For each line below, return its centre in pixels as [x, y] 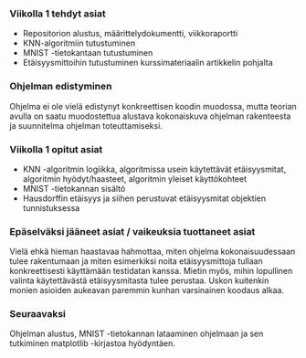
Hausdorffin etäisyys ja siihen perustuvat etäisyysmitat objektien [144, 198]
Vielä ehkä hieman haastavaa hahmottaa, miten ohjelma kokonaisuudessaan [153, 252]
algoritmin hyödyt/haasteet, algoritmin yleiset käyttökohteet [135, 179]
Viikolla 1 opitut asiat [56, 149]
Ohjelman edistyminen [61, 87]
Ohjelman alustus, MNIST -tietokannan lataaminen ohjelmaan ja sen [137, 334]
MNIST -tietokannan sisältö [74, 188]
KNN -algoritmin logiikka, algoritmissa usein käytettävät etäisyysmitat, [154, 169]
